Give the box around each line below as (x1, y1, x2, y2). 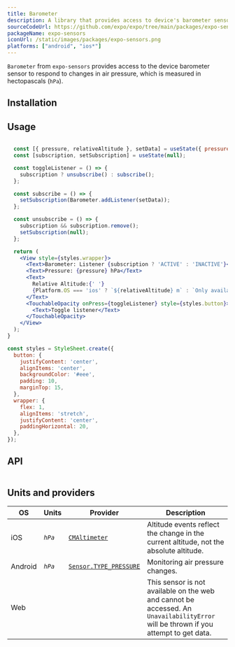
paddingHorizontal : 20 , (20, 423, 90, 430)
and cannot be (146, 595, 194, 604)
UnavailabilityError (146, 612, 215, 620)
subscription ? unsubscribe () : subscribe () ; (20, 171, 155, 178)
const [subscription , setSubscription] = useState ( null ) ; (13, 152, 187, 159)
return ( (13, 248, 39, 255)
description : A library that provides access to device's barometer (7, 17, 211, 24)
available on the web (146, 585, 215, 595)
